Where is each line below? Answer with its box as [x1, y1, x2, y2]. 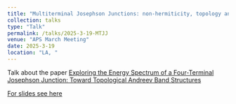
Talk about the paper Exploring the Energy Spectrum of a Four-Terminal [7, 68, 214, 77]
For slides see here [7, 89, 63, 98]
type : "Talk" [7, 23, 46, 30]
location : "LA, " [7, 50, 58, 57]
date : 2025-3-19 [7, 43, 55, 50]
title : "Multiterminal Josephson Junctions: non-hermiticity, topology [7, 10, 221, 17]
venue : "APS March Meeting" [7, 36, 90, 43]
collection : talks [7, 17, 61, 24]
